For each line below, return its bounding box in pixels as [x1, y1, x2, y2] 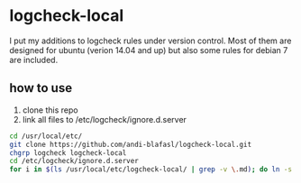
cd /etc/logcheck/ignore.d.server [9, 157, 140, 166]
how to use [9, 80, 73, 96]
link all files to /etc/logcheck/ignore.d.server [22, 114, 187, 124]
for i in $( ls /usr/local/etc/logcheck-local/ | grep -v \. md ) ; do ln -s [9, 165, 293, 174]
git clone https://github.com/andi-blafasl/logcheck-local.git [9, 140, 252, 149]
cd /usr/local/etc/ [9, 132, 83, 141]
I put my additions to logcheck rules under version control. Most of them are [9, 35, 292, 46]
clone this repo [22, 105, 78, 115]
